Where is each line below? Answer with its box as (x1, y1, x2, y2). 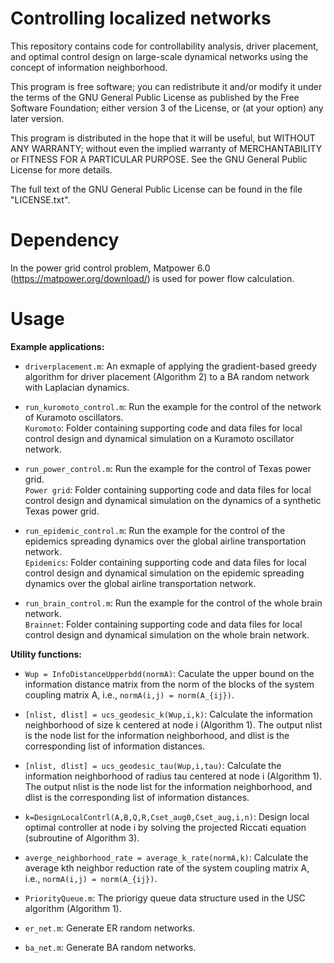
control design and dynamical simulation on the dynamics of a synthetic (24, 494, 322, 506)
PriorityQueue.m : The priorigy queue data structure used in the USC (24, 892, 306, 904)
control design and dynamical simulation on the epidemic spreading (24, 567, 305, 579)
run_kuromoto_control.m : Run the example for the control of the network (24, 400, 322, 412)
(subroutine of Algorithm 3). (24, 832, 140, 844)
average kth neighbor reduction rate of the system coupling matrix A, (24, 862, 310, 874)
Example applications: (10, 340, 105, 352)
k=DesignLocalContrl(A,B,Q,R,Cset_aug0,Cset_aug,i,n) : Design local (24, 810, 310, 822)
